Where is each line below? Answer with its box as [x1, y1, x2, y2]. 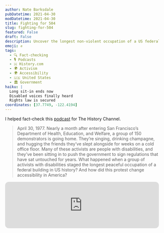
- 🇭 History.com [9, 62, 44, 66]
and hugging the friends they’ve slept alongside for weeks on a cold [17, 141, 154, 147]
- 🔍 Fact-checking [9, 52, 48, 58]
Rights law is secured [9, 98, 56, 103]
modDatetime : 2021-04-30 [5, 16, 56, 21]
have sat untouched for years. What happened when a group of [17, 157, 145, 162]
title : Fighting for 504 [5, 21, 56, 26]
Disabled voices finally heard [9, 93, 73, 98]
